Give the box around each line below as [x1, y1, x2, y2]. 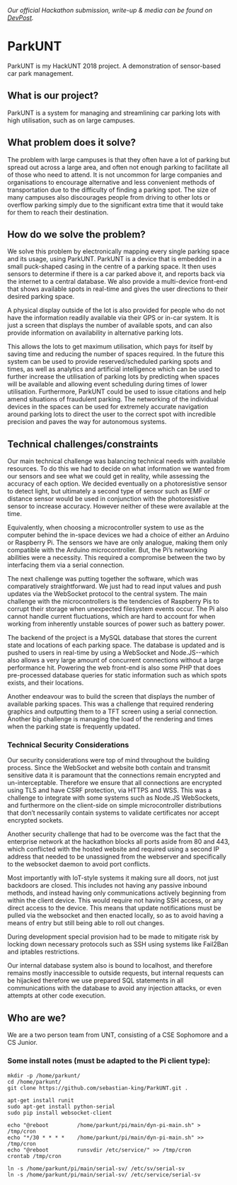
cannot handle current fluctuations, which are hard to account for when [7, 612, 216, 621]
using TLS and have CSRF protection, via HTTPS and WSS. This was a [7, 786, 212, 795]
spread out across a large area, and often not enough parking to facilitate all [7, 163, 229, 171]
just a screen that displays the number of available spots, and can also [7, 321, 213, 330]
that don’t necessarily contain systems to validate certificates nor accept [7, 808, 219, 817]
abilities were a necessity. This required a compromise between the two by [7, 554, 226, 562]
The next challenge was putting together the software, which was [7, 575, 199, 583]
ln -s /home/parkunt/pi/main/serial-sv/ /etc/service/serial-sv [7, 1171, 201, 1178]
